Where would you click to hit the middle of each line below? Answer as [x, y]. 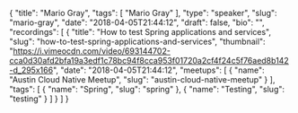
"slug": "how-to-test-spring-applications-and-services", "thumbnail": [138, 41]
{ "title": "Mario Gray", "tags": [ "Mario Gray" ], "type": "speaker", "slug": [143, 13]
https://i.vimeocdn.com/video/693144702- [92, 51]
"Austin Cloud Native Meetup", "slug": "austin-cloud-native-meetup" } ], [142, 79]
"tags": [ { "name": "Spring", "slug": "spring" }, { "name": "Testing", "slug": [147, 89]
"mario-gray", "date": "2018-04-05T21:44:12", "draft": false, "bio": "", [137, 22]
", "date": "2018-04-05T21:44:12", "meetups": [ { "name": [158, 70]
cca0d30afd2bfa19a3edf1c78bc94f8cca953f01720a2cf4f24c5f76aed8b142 [149, 61]
